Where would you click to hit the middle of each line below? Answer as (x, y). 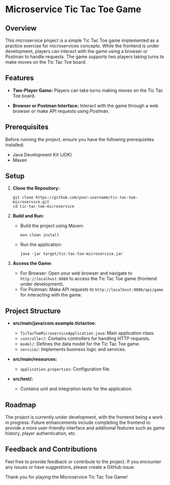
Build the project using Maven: (52, 226)
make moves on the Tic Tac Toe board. (46, 62)
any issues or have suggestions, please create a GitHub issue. (70, 467)
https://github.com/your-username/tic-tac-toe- (87, 198)
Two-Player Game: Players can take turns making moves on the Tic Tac (88, 90)
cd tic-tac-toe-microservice (43, 207)
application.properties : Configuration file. (65, 369)
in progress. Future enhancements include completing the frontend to (78, 423)
